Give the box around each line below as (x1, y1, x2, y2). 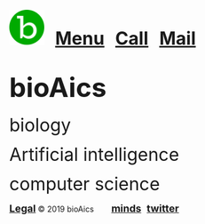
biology (9, 113, 72, 136)
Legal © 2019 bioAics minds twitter (9, 202, 179, 214)
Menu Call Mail (54, 28, 197, 50)
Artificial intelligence (9, 143, 180, 165)
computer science (9, 172, 161, 196)
